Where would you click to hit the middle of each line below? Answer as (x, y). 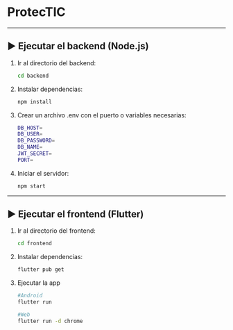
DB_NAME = (30, 147)
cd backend (33, 76)
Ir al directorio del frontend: (56, 231)
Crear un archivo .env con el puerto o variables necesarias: (102, 115)
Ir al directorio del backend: (57, 63)
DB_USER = (30, 134)
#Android (30, 296)
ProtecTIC (36, 12)
